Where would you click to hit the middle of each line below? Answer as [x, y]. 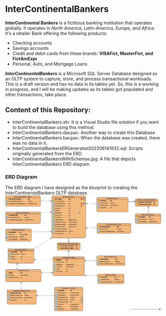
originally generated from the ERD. [47, 153]
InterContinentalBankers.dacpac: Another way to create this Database [83, 133]
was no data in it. [30, 143]
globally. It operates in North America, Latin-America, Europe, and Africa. [80, 28]
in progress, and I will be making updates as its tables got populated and [79, 89]
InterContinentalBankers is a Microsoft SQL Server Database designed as [81, 73]
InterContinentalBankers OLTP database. [47, 193]
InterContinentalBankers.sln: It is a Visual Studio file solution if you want [85, 122]
